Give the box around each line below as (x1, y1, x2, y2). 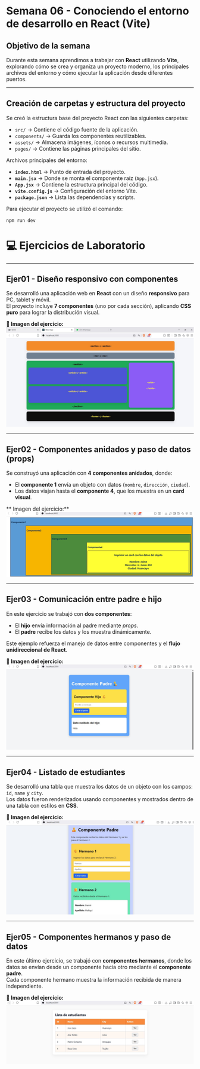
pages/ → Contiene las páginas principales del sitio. (14, 145, 141, 152)
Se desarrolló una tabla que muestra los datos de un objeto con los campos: (6, 783, 193, 790)
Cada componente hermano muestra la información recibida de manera (6, 976, 182, 984)
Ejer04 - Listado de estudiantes (6, 767, 126, 777)
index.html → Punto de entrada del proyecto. (14, 168, 126, 175)
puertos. (6, 76, 27, 83)
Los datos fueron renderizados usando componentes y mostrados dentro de (6, 796, 193, 803)
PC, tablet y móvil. (6, 296, 51, 303)
